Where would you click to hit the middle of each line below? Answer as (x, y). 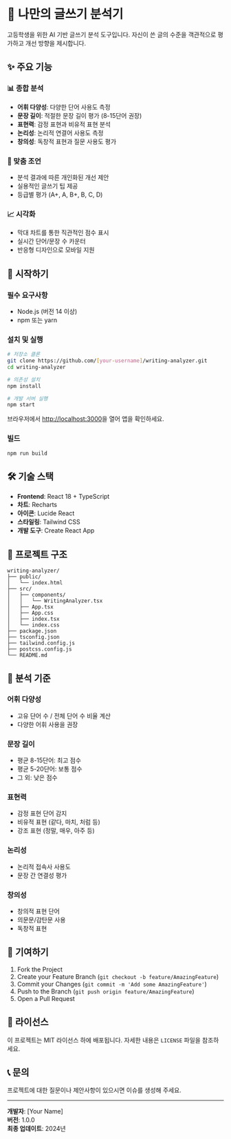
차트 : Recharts (37, 505)
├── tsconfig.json (33, 637)
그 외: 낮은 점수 (37, 778)
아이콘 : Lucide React (46, 513)
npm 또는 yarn (37, 320)
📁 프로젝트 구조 (37, 554)
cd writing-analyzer (37, 367)
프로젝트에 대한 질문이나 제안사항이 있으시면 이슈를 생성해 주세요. (95, 1090)
